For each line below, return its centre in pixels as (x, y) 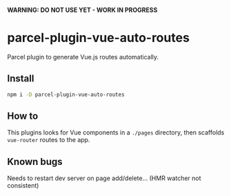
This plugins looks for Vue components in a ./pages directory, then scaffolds (116, 133)
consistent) (23, 186)
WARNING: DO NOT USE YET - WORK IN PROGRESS (82, 10)
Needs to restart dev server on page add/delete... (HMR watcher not (104, 178)
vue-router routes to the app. (49, 140)
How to (23, 116)
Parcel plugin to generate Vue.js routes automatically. (83, 57)
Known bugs (35, 161)
